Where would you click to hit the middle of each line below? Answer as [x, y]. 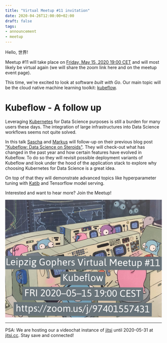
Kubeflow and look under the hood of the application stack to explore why [81, 163]
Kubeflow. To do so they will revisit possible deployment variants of [74, 157]
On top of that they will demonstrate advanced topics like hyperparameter [81, 178]
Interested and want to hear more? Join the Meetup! [58, 193]
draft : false [19, 21]
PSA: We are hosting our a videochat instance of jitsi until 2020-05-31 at [79, 330]
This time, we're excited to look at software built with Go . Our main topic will [83, 82]
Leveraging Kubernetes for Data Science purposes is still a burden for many [83, 121]
